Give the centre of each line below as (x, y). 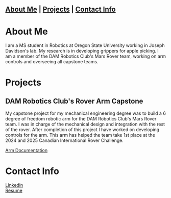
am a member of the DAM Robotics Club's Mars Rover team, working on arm (86, 56)
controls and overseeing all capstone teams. (52, 62)
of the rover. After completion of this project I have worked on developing (82, 130)
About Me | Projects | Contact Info (60, 9)
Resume (14, 191)
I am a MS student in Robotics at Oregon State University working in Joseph (85, 45)
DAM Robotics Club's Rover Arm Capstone (74, 101)
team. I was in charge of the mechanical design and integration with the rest (85, 124)
